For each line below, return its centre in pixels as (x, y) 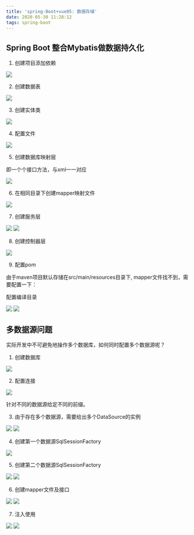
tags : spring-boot (28, 22)
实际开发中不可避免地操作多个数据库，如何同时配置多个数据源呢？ (86, 345)
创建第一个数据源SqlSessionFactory (58, 441)
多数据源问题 (29, 330)
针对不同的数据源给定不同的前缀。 (47, 404)
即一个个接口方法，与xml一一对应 (46, 170)
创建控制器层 (30, 241)
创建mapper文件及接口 (42, 489)
